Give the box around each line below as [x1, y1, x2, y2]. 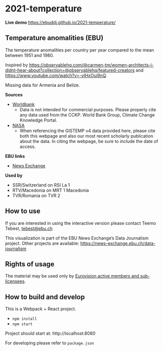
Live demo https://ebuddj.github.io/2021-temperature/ [5, 19, 116, 25]
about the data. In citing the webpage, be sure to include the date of [19, 138, 159, 144]
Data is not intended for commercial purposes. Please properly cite [19, 106, 157, 112]
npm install [12, 316, 37, 322]
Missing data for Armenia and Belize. [5, 82, 80, 88]
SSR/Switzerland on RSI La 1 [12, 182, 70, 188]
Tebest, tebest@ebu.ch [5, 225, 53, 231]
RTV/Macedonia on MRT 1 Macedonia [12, 187, 89, 193]
